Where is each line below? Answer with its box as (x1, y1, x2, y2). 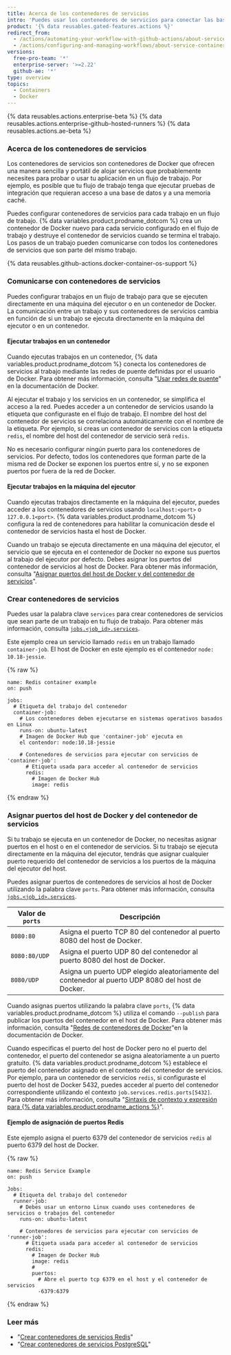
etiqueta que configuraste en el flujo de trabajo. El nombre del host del (7, 409, 208, 418)
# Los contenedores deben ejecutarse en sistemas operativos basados (19, 715, 223, 723)
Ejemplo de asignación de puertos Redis (7, 1118, 124, 1127)
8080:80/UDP (10, 952, 50, 960)
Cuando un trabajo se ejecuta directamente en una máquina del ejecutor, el (7, 541, 220, 548)
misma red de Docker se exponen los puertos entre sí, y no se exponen (7, 459, 210, 468)
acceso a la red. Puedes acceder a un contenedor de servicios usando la (7, 402, 214, 410)
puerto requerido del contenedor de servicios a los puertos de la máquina (7, 857, 217, 865)
